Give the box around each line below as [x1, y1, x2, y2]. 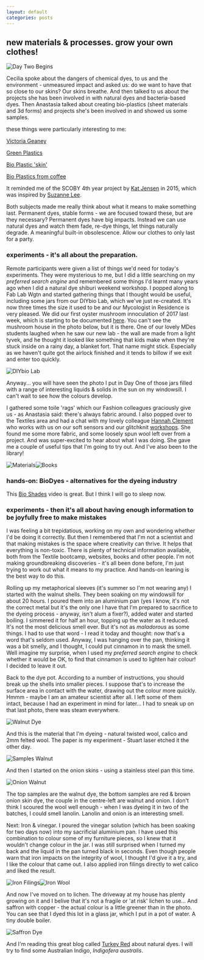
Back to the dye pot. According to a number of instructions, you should [6, 674, 185, 682]
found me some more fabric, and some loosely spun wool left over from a [6, 430, 191, 437]
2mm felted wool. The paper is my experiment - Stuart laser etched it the [6, 736, 189, 744]
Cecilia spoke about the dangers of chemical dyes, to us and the [6, 75, 168, 82]
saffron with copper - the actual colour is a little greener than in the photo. [6, 904, 192, 911]
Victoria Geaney [6, 137, 47, 145]
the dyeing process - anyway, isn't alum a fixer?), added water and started [6, 610, 193, 617]
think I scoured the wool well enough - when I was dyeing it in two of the [6, 804, 189, 811]
